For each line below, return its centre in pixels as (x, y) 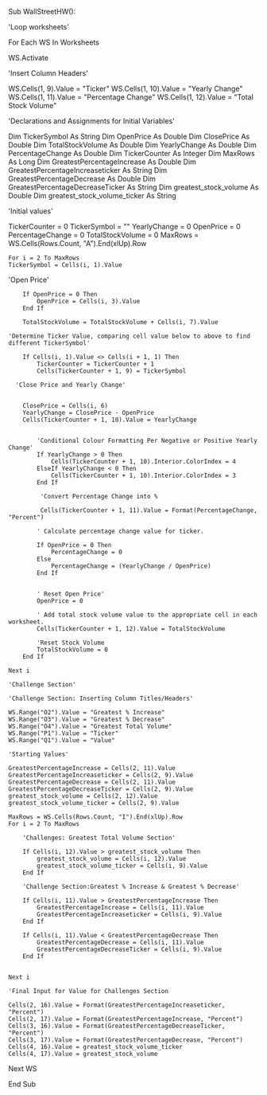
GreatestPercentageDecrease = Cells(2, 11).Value (92, 782)
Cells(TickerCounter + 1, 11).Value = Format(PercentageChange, (149, 510)
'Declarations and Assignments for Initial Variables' (91, 121)
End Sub (22, 1084)
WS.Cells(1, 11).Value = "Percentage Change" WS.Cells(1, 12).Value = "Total (131, 97)
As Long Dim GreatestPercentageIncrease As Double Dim (103, 162)
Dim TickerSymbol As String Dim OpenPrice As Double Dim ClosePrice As (129, 136)
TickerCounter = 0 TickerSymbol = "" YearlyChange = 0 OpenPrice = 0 (124, 227)
